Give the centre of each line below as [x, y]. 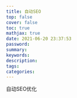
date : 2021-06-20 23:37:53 [39, 39]
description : [22, 60]
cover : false [22, 22]
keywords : [18, 55]
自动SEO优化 [22, 89]
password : [18, 45]
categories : [20, 72]
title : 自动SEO [24, 11]
